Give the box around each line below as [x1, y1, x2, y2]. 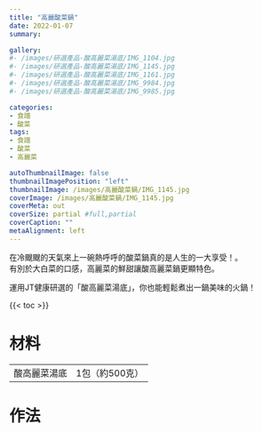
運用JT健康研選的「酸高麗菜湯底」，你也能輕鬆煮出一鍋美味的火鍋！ [9, 282, 257, 292]
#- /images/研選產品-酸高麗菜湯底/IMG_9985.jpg [9, 86, 175, 96]
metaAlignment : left [9, 227, 86, 236]
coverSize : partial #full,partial [9, 210, 138, 219]
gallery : [9, 45, 42, 54]
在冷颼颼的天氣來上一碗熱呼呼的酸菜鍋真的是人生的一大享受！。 [9, 252, 242, 262]
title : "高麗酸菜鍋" [9, 12, 78, 22]
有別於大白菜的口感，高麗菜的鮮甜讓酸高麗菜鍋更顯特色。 [9, 263, 219, 274]
